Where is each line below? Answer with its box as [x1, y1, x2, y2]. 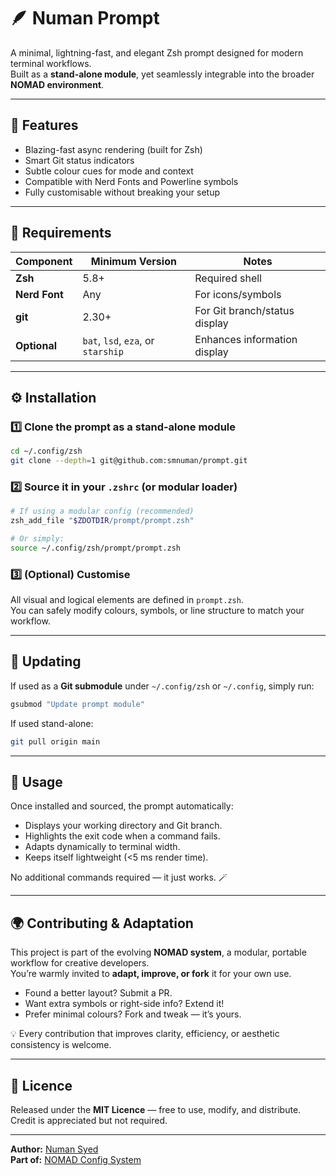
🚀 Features [10, 117, 79, 134]
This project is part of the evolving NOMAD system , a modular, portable [10, 946, 307, 959]
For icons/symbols [194, 287, 282, 301]
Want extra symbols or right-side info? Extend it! [24, 998, 225, 1010]
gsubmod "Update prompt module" [10, 699, 145, 709]
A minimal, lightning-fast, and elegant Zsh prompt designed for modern [10, 46, 304, 59]
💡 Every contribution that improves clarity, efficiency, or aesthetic [10, 1028, 280, 1040]
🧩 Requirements [10, 225, 112, 242]
